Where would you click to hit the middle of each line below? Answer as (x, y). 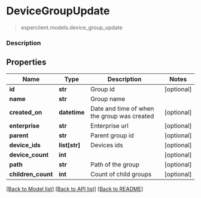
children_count (31, 174)
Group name (108, 98)
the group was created (122, 116)
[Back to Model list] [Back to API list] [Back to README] (75, 188)
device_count (29, 154)
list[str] (70, 145)
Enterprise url (109, 125)
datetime (72, 112)
